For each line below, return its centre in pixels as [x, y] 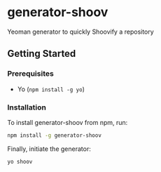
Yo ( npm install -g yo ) [51, 89]
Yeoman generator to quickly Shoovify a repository [80, 32]
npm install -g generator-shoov [54, 135]
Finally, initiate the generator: [49, 149]
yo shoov [20, 161]
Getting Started [42, 54]
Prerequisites [30, 74]
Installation [27, 107]
